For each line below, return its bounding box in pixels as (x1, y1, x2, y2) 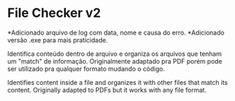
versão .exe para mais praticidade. (7, 35, 108, 44)
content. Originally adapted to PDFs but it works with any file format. (7, 85, 207, 94)
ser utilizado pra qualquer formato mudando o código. (7, 64, 165, 73)
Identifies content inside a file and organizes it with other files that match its (7, 78, 228, 86)
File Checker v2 (7, 5, 101, 21)
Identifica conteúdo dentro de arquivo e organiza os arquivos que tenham (7, 49, 222, 58)
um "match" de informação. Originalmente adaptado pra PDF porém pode (7, 57, 223, 65)
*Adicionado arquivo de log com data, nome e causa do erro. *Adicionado (7, 28, 225, 37)
